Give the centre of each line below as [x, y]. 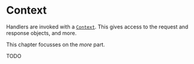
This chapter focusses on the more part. [56, 44]
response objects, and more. [41, 33]
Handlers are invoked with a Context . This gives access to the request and [97, 27]
